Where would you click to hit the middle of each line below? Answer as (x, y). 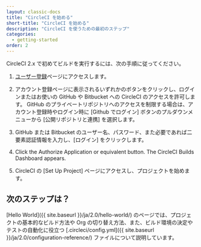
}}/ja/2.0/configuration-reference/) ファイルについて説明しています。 (92, 237)
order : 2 (17, 46)
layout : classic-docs (33, 12)
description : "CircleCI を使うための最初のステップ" (68, 29)
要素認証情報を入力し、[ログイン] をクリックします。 (81, 140)
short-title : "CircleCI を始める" (48, 23)
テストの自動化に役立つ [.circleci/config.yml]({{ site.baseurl (80, 229)
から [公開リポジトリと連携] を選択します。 (85, 119)
